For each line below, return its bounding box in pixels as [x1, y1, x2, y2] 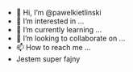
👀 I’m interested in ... [15, 16, 85, 26]
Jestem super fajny [15, 54, 81, 64]
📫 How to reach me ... [15, 43, 91, 52]
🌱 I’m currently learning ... [15, 25, 102, 34]
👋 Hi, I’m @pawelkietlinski [15, 8, 102, 17]
